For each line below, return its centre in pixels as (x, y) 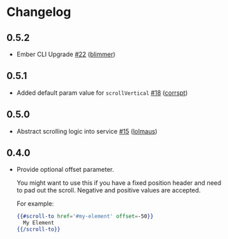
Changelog (39, 12)
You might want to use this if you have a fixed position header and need (119, 183)
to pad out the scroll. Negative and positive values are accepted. (108, 191)
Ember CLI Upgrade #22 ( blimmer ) (66, 54)
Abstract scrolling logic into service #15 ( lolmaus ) (87, 131)
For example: (35, 204)
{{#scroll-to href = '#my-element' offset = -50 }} (85, 216)
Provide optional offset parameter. (65, 170)
